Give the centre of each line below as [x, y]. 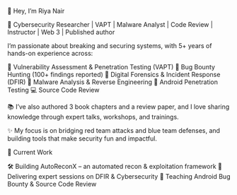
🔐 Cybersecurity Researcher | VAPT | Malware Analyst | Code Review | [110, 24]
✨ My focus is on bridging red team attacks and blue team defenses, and [114, 130]
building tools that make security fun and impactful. [82, 138]
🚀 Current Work [30, 152]
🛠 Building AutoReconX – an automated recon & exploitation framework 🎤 [115, 166]
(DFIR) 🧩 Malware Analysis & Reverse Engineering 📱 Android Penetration [112, 82]
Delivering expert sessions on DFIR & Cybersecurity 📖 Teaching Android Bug [119, 176]
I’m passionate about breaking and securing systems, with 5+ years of [110, 46]
